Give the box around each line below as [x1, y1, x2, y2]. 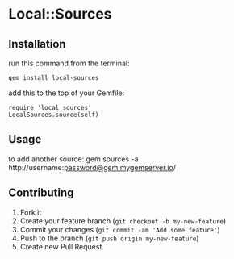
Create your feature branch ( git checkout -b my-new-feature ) [19, 215, 227, 226]
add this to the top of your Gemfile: [8, 88, 125, 98]
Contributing [8, 186, 74, 200]
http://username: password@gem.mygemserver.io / [8, 162, 176, 172]
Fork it [19, 207, 42, 217]
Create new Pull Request [19, 241, 102, 251]
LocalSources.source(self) [8, 111, 99, 119]
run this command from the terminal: [8, 58, 130, 68]
